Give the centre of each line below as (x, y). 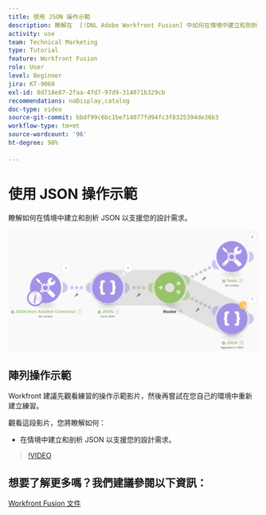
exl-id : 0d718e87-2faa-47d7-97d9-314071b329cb (87, 92)
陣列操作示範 (40, 375)
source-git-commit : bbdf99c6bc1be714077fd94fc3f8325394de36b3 (113, 118)
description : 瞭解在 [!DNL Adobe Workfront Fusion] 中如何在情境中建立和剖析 (133, 25)
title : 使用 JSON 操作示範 (49, 17)
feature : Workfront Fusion (53, 59)
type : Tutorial (33, 51)
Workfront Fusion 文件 (45, 503)
